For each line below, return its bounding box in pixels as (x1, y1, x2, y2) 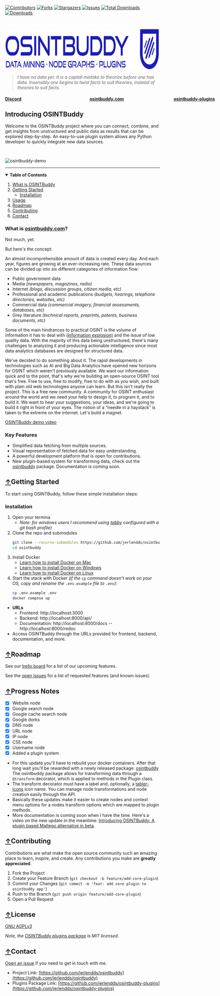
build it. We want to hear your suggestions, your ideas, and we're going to (5, 399, 155, 405)
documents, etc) (12, 317, 46, 323)
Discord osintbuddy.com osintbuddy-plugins (5, 96, 215, 102)
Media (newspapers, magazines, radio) (12, 280, 92, 286)
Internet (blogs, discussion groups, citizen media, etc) (12, 286, 122, 292)
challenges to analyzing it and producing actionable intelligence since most (5, 342, 157, 348)
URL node (12, 728, 33, 734)
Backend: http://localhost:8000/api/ (19, 615, 92, 621)
